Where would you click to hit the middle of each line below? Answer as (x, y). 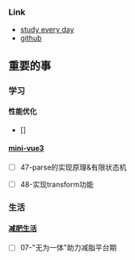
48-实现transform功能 (57, 185)
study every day (47, 30)
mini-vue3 (26, 149)
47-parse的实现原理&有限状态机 (73, 167)
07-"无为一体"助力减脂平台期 (68, 248)
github (31, 38)
